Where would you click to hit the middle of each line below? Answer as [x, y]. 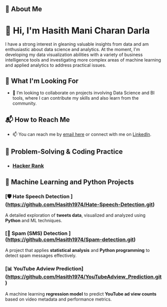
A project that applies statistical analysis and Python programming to [78, 250]
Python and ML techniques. [34, 220]
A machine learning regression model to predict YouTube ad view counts [81, 294]
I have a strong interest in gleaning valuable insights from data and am [77, 44]
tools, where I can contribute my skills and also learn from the [76, 98]
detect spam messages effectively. [41, 255]
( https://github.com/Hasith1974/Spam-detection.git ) [70, 240]
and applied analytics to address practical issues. [56, 65]
